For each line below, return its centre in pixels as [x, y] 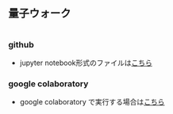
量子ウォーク [40, 13]
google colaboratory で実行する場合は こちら [92, 102]
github [21, 44]
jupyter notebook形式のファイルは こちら [86, 63]
